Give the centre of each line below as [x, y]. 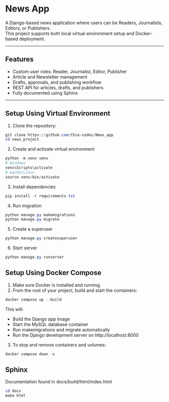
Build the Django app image [41, 319]
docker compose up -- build [33, 299]
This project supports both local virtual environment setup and [70, 33]
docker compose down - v [30, 354]
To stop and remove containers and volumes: [59, 345]
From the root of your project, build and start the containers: [75, 290]
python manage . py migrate [32, 220]
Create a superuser [32, 229]
